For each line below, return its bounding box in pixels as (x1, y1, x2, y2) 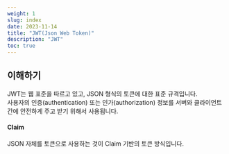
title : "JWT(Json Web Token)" (7, 29, 95, 37)
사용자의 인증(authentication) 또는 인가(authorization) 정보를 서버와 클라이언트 (7, 98, 222, 106)
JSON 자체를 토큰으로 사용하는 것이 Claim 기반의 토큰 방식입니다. (7, 139, 185, 148)
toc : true (7, 42, 36, 49)
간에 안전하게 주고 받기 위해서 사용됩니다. (7, 107, 119, 115)
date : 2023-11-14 (7, 23, 58, 30)
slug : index (7, 17, 42, 24)
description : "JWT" (7, 36, 64, 43)
